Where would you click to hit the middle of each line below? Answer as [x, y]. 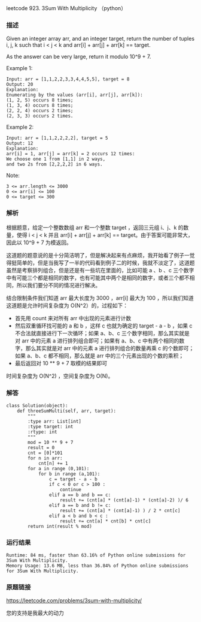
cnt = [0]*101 [45, 453]
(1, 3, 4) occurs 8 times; [40, 106]
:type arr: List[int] [55, 421]
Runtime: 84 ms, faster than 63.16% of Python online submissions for [96, 555]
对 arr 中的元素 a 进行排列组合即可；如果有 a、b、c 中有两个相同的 [97, 341]
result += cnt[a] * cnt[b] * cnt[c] [105, 521]
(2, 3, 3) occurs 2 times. [40, 116]
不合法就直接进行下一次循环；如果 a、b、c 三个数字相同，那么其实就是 [102, 333]
